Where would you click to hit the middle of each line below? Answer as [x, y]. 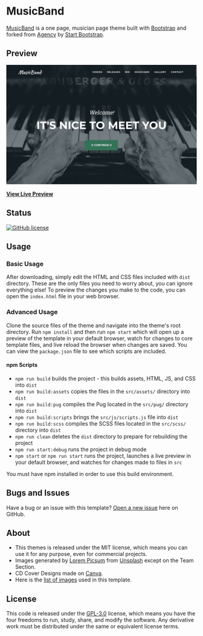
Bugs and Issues [38, 493]
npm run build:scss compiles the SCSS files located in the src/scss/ [100, 423]
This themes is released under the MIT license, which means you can [101, 547]
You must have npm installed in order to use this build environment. [90, 474]
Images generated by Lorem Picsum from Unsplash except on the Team [104, 561]
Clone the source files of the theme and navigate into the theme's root [94, 325]
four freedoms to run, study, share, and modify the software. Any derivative [100, 620]
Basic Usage [25, 264]
